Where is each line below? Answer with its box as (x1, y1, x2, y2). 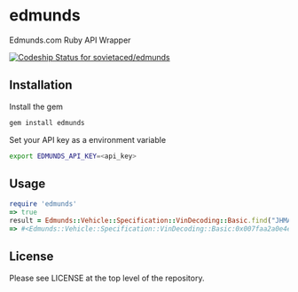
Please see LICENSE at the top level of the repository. (9, 272, 205, 283)
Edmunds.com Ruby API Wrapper (9, 35, 131, 45)
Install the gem (9, 101, 64, 112)
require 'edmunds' (9, 200, 77, 209)
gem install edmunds (9, 118, 86, 127)
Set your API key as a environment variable (9, 134, 167, 145)
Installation (9, 77, 73, 93)
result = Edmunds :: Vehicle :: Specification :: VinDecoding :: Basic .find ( (9, 217, 272, 225)
